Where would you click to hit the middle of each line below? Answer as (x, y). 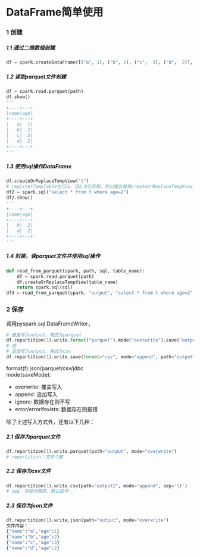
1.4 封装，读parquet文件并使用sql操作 (53, 256)
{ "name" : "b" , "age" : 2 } (33, 537)
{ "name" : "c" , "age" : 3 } (33, 542)
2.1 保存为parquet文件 (33, 436)
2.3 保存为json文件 (29, 505)
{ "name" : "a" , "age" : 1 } (33, 531)
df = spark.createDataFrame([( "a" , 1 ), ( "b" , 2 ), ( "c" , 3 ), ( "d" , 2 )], (100, 62)
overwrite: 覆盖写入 (38, 387)
